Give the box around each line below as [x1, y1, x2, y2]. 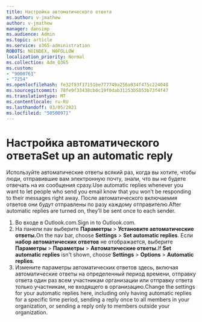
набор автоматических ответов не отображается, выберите [14, 238, 173, 245]
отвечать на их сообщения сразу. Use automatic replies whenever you [6, 182, 184, 189]
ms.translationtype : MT [6, 93, 66, 99]
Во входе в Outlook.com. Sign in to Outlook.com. [14, 219, 136, 227]
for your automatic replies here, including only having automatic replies [14, 289, 192, 297]
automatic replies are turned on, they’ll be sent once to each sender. [6, 207, 176, 214]
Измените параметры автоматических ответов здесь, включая [14, 264, 178, 271]
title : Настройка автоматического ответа [6, 8, 112, 15]
